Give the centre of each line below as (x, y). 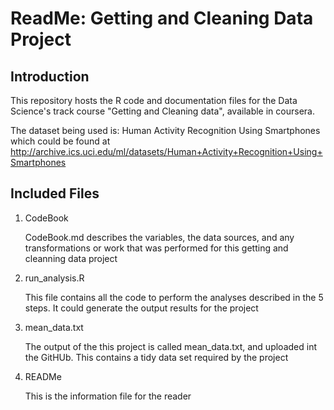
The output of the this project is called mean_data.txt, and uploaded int (170, 346)
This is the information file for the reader (108, 396)
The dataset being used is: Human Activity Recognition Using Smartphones (165, 130)
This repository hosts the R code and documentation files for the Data (154, 100)
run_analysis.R (54, 278)
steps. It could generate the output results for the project (141, 308)
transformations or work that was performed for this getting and (156, 248)
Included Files (55, 193)
